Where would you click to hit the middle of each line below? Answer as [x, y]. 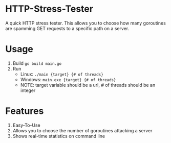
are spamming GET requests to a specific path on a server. [67, 28]
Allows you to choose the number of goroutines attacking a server [82, 130]
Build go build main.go [37, 63]
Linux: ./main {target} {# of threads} [62, 74]
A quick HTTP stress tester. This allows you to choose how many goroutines [86, 23]
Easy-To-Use [26, 125]
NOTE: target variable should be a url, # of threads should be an [88, 85]
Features [25, 111]
